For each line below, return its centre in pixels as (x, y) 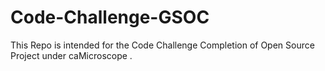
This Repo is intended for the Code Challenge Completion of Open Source (162, 45)
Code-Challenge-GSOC (110, 17)
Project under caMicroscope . (71, 55)
